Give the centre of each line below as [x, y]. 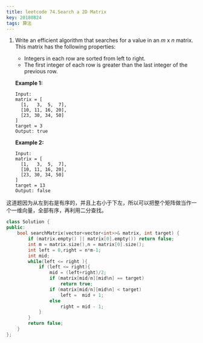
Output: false [33, 191]
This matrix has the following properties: [65, 47]
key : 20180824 [24, 18]
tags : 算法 [19, 23]
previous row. [41, 72]
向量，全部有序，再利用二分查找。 [64, 210]
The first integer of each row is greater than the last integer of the [106, 65]
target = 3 [29, 126]
